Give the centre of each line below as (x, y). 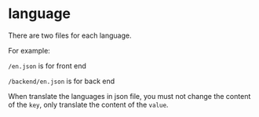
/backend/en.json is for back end (62, 81)
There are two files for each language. (70, 35)
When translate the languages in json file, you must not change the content (129, 96)
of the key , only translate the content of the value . (88, 104)
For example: (29, 50)
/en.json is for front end (47, 66)
